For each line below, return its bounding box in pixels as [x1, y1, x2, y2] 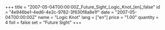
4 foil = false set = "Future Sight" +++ [5, 19, 82, 25]
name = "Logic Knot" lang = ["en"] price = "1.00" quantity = [37, 15, 159, 20]
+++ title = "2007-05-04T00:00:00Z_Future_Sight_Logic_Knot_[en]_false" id [5, 4, 160, 10]
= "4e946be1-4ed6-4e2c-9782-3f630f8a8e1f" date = [5, 9, 114, 15]
